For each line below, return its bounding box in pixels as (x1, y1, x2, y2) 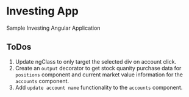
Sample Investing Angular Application (6, 24, 101, 32)
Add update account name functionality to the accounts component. (15, 84, 183, 91)
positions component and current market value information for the (15, 71, 183, 78)
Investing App (6, 4, 79, 18)
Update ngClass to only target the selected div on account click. (15, 58, 177, 65)
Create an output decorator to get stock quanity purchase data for (15, 64, 182, 72)
